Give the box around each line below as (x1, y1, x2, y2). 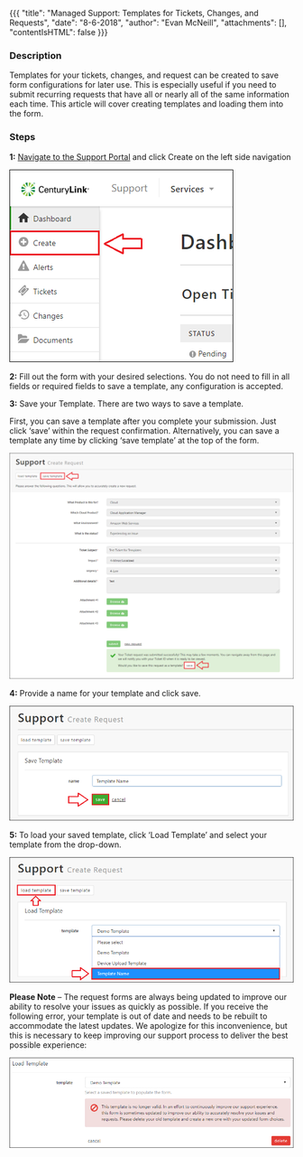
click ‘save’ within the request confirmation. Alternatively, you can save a (9, 425, 280, 436)
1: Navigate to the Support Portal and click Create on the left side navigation (9, 151, 291, 162)
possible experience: (9, 1040, 87, 1050)
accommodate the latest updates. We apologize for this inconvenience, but (9, 1021, 289, 1031)
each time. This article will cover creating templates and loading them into (9, 98, 284, 109)
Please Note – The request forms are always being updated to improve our (9, 992, 287, 1003)
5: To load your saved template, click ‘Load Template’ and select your (9, 829, 268, 840)
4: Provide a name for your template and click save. (9, 687, 201, 698)
